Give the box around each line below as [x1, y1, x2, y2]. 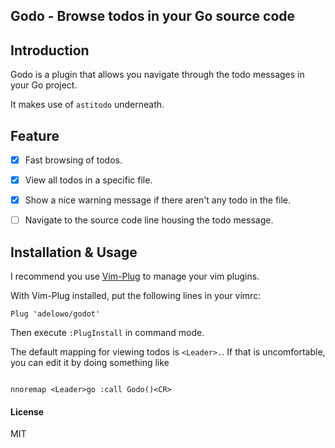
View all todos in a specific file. [24, 174, 153, 186]
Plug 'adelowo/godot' [10, 309, 101, 319]
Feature [10, 127, 60, 144]
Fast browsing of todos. [24, 154, 123, 166]
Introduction [10, 42, 90, 59]
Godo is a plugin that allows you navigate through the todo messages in [10, 69, 305, 81]
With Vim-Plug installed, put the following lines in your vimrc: [10, 290, 262, 302]
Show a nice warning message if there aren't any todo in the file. [24, 194, 292, 206]
